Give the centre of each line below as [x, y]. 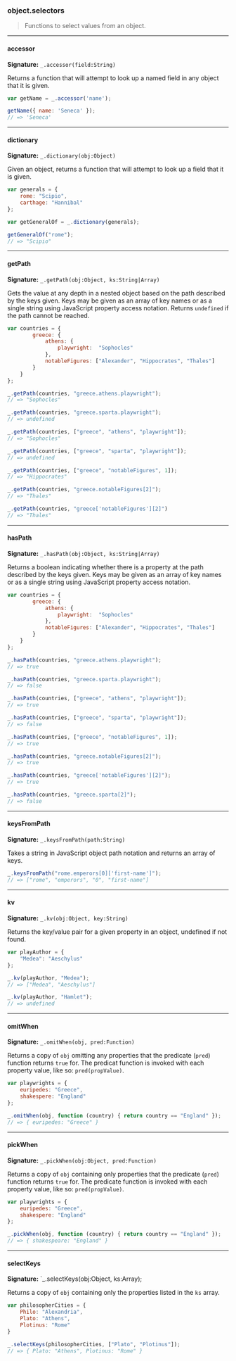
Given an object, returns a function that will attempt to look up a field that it [116, 169]
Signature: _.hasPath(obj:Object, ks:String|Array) [84, 553]
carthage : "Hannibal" [51, 203]
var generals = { [33, 190]
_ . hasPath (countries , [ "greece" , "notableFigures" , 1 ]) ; [92, 737]
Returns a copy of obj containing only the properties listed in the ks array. [113, 1293]
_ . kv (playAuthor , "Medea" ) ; [48, 978]
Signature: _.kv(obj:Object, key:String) [68, 918]
